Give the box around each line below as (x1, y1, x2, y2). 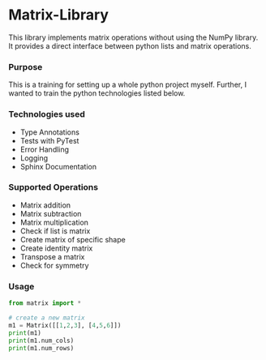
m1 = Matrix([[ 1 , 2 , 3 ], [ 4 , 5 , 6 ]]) (8, 321, 122, 329)
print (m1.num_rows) (8, 344, 75, 352)
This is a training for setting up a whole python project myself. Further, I (8, 79, 247, 90)
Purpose (8, 61, 43, 72)
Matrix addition (19, 200, 71, 210)
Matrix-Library (8, 6, 109, 24)
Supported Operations (8, 182, 99, 193)
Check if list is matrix (19, 225, 91, 236)
